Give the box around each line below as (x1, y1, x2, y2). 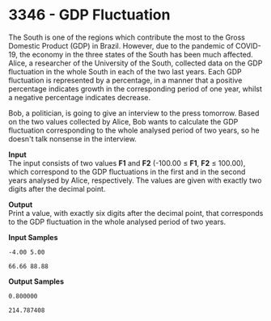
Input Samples (8, 232, 58, 242)
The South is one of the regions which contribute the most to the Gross (8, 32, 245, 42)
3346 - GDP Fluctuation (8, 6, 171, 24)
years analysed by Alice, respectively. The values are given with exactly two (8, 175, 262, 185)
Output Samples (8, 277, 65, 286)
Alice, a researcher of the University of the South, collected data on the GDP (8, 58, 263, 68)
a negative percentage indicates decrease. (8, 92, 151, 102)
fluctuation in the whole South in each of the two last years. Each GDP (8, 66, 243, 76)
